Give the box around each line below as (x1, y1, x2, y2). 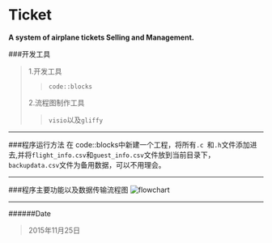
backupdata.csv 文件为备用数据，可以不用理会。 (8, 160, 166, 169)
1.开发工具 (28, 66, 62, 76)
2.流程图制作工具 (28, 97, 85, 107)
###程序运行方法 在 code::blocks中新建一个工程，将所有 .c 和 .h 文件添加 (8, 139, 250, 149)
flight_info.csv (32, 151, 87, 160)
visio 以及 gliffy (48, 115, 104, 125)
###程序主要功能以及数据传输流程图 (8, 185, 129, 194)
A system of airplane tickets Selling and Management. (8, 32, 194, 42)
